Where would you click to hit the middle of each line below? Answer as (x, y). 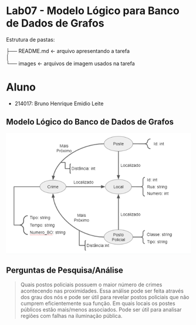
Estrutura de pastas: (31, 39)
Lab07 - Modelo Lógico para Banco (93, 11)
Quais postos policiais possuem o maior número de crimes (91, 284)
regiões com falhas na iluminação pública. (71, 316)
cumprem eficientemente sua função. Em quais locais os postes (98, 303)
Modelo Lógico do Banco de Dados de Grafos (90, 122)
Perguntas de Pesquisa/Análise (65, 271)
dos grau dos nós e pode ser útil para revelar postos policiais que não (105, 297)
